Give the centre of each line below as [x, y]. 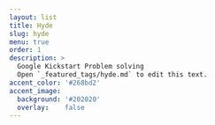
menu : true [29, 42]
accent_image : [35, 91]
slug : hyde [29, 33]
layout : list [33, 17]
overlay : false [51, 107]
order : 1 [25, 50]
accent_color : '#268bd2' [55, 83]
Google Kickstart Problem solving [81, 67]
